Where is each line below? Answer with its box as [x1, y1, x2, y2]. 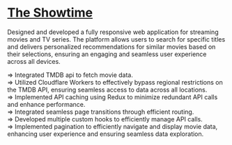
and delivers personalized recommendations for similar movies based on [7, 42, 216, 51]
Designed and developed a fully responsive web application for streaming [7, 28, 219, 36]
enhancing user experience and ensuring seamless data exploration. [7, 130, 204, 138]
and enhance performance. [7, 100, 86, 108]
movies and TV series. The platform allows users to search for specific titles [7, 35, 226, 43]
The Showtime [7, 5, 93, 21]
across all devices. [7, 57, 61, 65]
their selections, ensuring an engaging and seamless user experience [7, 50, 207, 58]
